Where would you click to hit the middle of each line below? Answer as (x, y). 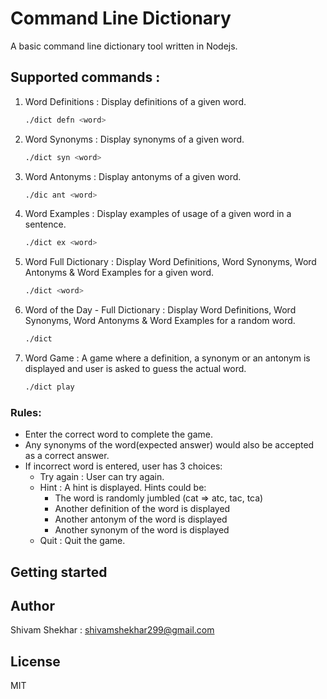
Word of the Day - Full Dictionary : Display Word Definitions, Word (160, 310)
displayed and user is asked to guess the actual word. (135, 368)
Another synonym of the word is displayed (142, 530)
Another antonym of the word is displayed (141, 519)
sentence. (45, 224)
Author (32, 605)
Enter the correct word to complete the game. (118, 434)
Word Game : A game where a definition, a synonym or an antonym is (167, 358)
